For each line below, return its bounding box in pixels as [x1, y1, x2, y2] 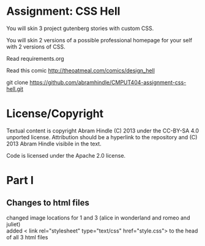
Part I [6, 174, 34, 188]
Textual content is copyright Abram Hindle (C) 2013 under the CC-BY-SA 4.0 [6, 127, 199, 134]
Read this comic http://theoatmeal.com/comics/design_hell [6, 66, 155, 74]
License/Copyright [6, 107, 104, 121]
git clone [6, 79, 29, 86]
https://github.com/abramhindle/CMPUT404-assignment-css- [29, 79, 187, 86]
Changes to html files [6, 198, 90, 208]
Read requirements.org [6, 55, 64, 62]
